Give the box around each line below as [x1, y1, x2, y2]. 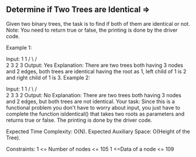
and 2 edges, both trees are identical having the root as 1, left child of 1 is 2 [6, 67, 187, 75]
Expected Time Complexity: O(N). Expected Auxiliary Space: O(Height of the [6, 128, 190, 135]
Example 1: [6, 44, 32, 51]
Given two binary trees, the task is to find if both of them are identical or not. [6, 20, 190, 27]
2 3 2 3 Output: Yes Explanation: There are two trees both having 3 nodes [6, 62, 183, 69]
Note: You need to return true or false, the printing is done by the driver [6, 26, 178, 33]
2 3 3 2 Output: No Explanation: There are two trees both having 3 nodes [6, 91, 181, 98]
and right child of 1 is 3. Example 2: [6, 74, 91, 81]
